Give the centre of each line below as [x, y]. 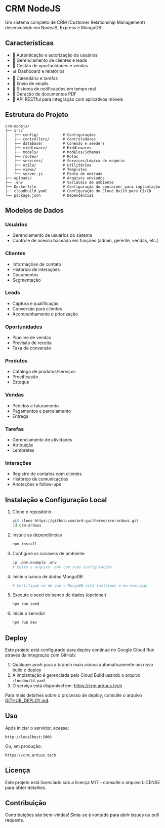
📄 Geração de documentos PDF [44, 94]
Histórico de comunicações [40, 479]
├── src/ [14, 131]
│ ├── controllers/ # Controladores [51, 139]
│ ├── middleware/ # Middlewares [48, 148]
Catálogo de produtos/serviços [44, 372]
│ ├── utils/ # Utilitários [48, 165]
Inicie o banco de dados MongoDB [47, 576]
